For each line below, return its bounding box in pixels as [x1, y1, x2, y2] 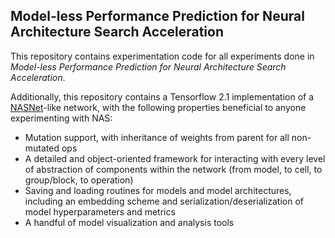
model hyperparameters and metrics [24, 205, 176, 218]
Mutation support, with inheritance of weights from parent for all [24, 131, 290, 143]
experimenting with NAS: [10, 112, 113, 124]
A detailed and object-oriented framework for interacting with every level [24, 152, 326, 164]
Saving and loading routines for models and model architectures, [24, 184, 292, 196]
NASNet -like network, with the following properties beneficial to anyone [10, 101, 307, 113]
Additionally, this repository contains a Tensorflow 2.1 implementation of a [10, 90, 315, 103]
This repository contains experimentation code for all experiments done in [10, 50, 315, 62]
